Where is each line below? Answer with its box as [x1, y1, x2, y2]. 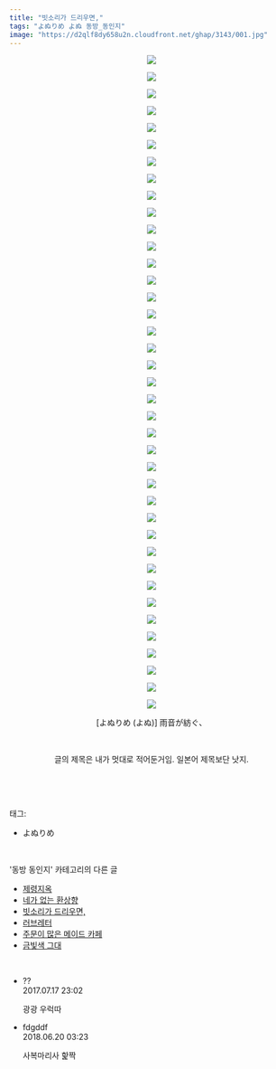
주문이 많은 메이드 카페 [22, 929, 103, 940]
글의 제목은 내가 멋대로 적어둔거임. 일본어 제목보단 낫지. [53, 754, 250, 765]
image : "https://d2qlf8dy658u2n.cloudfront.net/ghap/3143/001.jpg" [9, 30, 269, 39]
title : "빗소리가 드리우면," [9, 13, 104, 23]
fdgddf [22, 1022, 49, 1033]
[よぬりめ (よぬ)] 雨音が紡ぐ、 [96, 717, 207, 728]
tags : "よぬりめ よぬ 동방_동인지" [9, 22, 125, 31]
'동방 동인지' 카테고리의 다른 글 [9, 865, 118, 875]
